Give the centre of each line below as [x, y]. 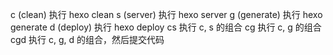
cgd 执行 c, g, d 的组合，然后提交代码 [87, 39]
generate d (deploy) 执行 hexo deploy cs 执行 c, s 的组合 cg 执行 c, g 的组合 [166, 27]
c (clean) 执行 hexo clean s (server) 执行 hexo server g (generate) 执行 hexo [166, 14]
